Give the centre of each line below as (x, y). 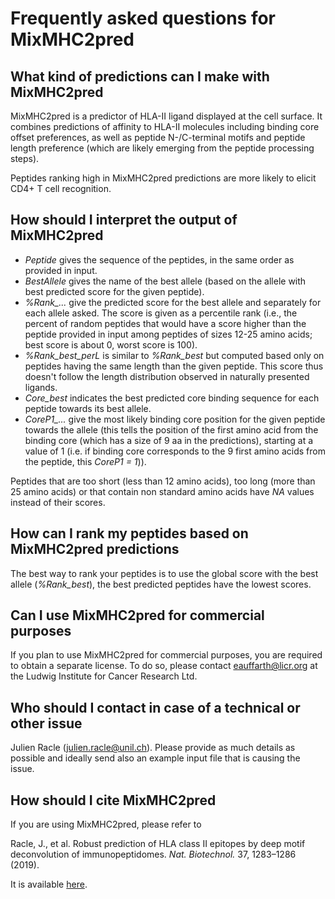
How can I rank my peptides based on (129, 533)
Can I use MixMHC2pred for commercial (137, 615)
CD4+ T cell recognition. (61, 188)
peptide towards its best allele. (88, 408)
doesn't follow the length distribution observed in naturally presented (167, 376)
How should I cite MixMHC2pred (113, 800)
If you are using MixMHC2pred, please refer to (106, 824)
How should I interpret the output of (124, 220)
